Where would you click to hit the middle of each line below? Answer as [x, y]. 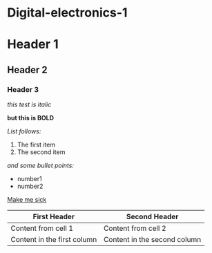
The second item [41, 152]
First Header [54, 217]
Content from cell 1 [42, 228]
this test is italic [29, 104]
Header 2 [28, 69]
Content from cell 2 [135, 228]
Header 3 [23, 89]
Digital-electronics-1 [67, 13]
